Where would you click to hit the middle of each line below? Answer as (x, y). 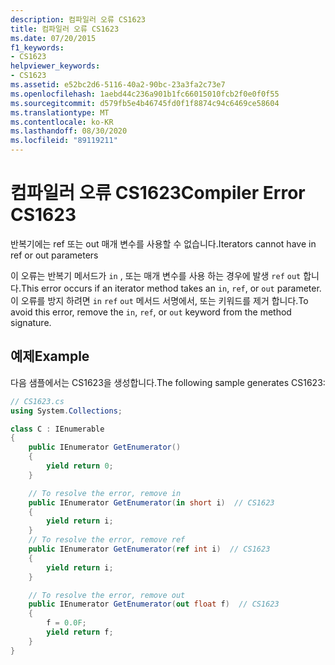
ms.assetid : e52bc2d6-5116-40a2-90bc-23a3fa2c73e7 (118, 85)
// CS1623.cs (37, 401)
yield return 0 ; (80, 466)
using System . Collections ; (66, 411)
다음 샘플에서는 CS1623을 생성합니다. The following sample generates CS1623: (168, 382)
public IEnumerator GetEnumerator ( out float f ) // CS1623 (154, 604)
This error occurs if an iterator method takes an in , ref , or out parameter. (171, 288)
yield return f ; (80, 632)
